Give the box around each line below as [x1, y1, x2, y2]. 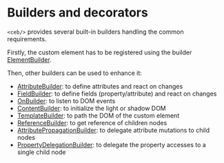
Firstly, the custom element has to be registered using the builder [7, 48, 192, 56]
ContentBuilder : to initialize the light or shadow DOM [17, 104, 167, 112]
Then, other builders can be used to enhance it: [7, 69, 143, 77]
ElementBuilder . [7, 55, 52, 63]
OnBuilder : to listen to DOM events [17, 96, 116, 105]
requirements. [7, 34, 47, 43]
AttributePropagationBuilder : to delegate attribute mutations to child [17, 126, 210, 134]
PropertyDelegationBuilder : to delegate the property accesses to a [17, 140, 207, 149]
